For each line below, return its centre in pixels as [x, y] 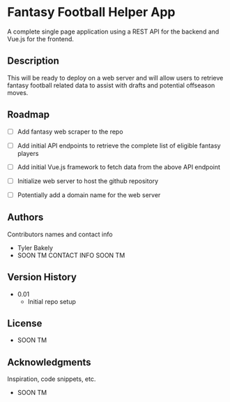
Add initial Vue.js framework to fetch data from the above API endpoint [119, 167]
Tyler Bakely [35, 247]
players [28, 153]
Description [33, 61]
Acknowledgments [49, 362]
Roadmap [29, 115]
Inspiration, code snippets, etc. [52, 379]
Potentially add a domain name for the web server [89, 195]
